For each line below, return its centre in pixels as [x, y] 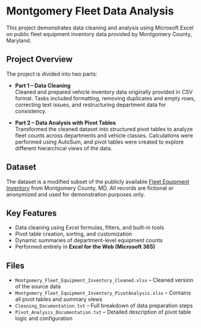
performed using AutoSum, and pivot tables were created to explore [99, 142]
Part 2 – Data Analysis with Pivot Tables [65, 123]
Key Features [32, 213]
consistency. [31, 111]
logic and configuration [44, 318]
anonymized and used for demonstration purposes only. [76, 194]
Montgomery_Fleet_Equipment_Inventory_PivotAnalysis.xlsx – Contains [103, 293]
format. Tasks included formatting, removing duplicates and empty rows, [105, 98]
